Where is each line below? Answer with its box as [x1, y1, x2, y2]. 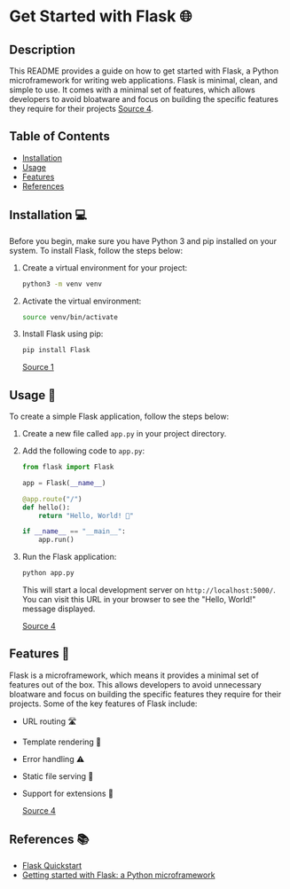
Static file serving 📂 [21, 770, 94, 782]
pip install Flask [21, 346, 90, 355]
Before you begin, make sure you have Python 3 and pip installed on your [9, 235, 278, 246]
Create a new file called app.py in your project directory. [21, 429, 227, 439]
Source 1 [21, 362, 55, 373]
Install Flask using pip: [21, 328, 104, 339]
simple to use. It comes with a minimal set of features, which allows [9, 84, 255, 95]
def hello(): [21, 503, 71, 512]
